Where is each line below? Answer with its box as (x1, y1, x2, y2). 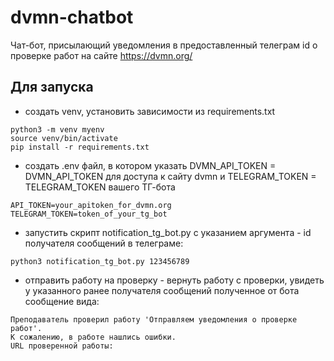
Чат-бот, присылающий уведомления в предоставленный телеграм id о (10, 39, 318, 51)
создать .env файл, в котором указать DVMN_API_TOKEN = (24, 159, 277, 171)
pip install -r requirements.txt (10, 142, 150, 152)
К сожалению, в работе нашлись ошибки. (10, 332, 177, 342)
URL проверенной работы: (10, 341, 114, 351)
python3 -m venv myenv (10, 124, 105, 135)
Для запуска (10, 79, 94, 96)
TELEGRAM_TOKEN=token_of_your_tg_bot (10, 209, 168, 219)
